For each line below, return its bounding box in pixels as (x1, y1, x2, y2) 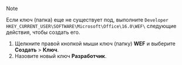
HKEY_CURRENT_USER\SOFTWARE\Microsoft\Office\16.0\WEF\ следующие (6, 23, 177, 29)
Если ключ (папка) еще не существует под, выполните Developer (6, 16, 168, 23)
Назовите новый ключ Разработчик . (14, 53, 107, 59)
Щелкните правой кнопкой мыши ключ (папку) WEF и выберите (14, 40, 176, 47)
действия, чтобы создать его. (6, 29, 80, 36)
